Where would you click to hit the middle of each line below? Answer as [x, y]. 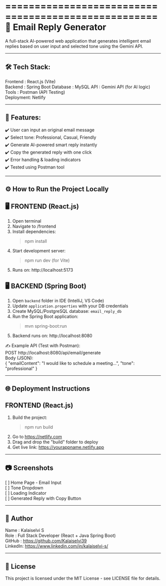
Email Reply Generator [60, 27]
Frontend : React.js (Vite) [30, 81]
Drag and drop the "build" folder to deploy [55, 442]
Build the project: [30, 417]
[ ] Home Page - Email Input [33, 482]
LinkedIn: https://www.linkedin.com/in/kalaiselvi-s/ [57, 546]
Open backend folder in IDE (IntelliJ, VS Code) [58, 300]
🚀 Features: [23, 118]
